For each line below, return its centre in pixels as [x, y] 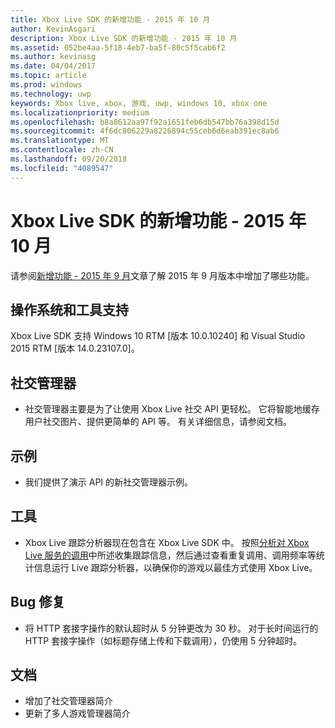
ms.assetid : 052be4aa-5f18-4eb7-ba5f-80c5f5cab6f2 [118, 47]
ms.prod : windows [46, 85]
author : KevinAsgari [53, 29]
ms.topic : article [48, 76]
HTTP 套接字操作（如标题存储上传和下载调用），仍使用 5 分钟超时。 [163, 640]
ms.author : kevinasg [53, 57]
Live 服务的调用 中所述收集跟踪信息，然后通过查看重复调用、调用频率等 [170, 555]
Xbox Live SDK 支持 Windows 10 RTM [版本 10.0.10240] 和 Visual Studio [158, 336]
